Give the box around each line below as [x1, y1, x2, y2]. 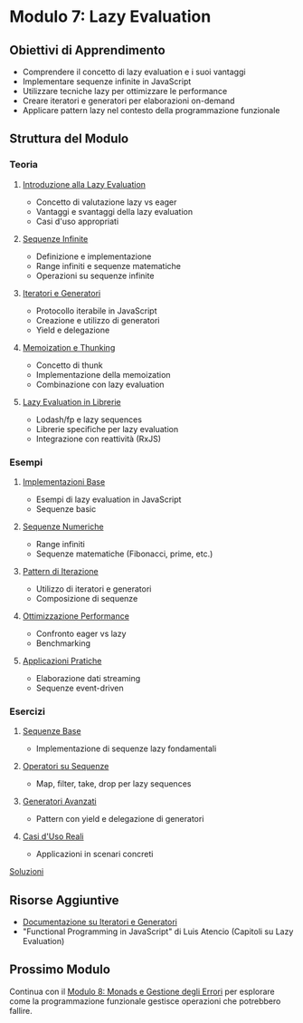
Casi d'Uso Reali [22, 831, 84, 842]
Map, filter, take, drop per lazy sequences [35, 778, 192, 789]
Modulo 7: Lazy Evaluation [9, 6, 212, 27]
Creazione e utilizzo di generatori [35, 314, 160, 325]
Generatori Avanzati [22, 796, 97, 807]
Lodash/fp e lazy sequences [35, 414, 143, 425]
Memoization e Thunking [22, 342, 116, 352]
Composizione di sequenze [35, 593, 138, 603]
